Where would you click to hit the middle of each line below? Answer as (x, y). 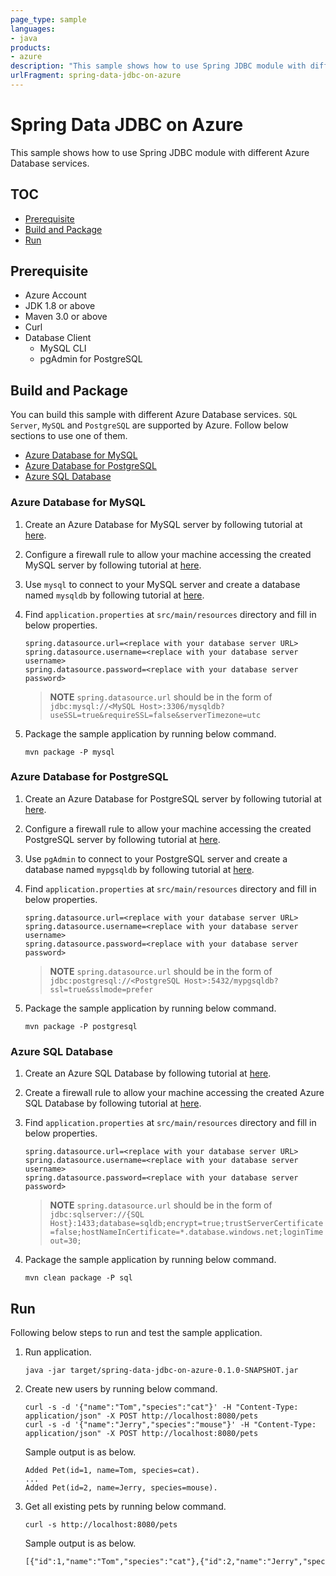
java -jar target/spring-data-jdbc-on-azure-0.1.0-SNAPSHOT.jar (161, 1370)
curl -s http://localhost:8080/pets (101, 1524)
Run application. (58, 1352)
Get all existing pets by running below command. (125, 1506)
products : (31, 47)
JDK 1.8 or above (60, 306)
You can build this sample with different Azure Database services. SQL (154, 415)
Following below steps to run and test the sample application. (136, 1332)
